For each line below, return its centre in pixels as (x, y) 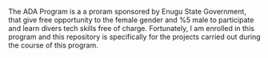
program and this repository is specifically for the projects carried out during (134, 37)
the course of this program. (53, 45)
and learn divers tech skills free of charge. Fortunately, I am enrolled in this (131, 28)
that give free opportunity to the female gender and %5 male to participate (131, 20)
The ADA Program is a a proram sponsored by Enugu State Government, (127, 12)
